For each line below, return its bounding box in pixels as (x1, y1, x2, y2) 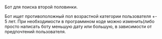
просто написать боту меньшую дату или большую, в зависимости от (4, 24, 152, 29)
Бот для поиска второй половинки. (4, 4, 78, 10)
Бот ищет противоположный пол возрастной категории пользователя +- (4, 13, 158, 19)
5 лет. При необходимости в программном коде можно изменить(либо (4, 19, 155, 24)
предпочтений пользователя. (4, 29, 66, 34)
